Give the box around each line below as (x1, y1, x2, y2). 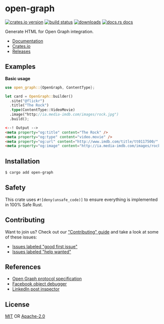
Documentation (12, 38, 43, 44)
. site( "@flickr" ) (9, 98, 45, 103)
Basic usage (5, 75, 31, 81)
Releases (12, 48, 31, 54)
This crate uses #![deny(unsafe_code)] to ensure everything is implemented (5, 196, 158, 202)
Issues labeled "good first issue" (12, 243, 78, 249)
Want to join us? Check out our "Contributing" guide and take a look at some (5, 229, 159, 235)
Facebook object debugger (12, 281, 67, 287)
